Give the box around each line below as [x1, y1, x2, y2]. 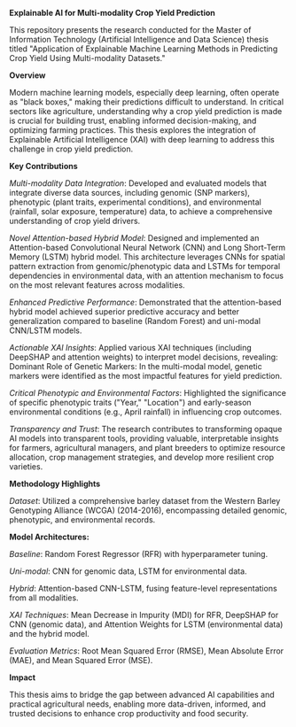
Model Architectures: [9, 531, 90, 542]
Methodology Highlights [9, 478, 101, 489]
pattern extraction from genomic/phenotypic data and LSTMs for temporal [9, 261, 281, 271]
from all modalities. [9, 592, 79, 603]
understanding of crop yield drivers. [9, 216, 141, 226]
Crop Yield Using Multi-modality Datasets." [9, 53, 166, 63]
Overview [9, 70, 46, 81]
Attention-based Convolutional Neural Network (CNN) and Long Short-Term [9, 243, 286, 252]
